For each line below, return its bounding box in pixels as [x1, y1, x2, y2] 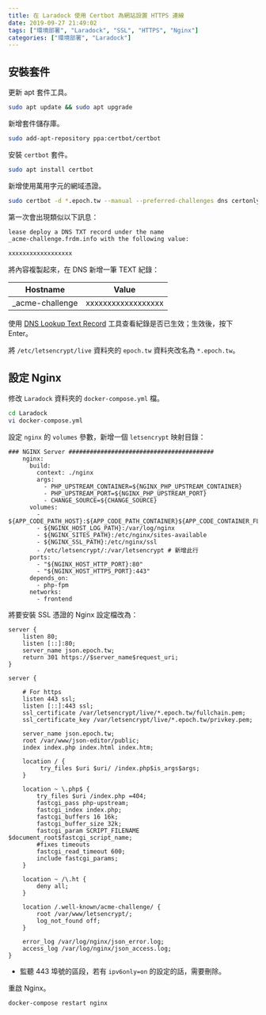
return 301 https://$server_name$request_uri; [22, 653, 179, 662]
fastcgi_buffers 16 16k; [36, 813, 119, 821]
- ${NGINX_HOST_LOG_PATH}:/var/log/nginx [36, 524, 176, 532]
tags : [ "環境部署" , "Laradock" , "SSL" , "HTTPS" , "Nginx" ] [8, 26, 199, 34]
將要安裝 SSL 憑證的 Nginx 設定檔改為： [8, 609, 139, 619]
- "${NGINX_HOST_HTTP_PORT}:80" [36, 560, 144, 568]
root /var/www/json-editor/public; [22, 736, 140, 745]
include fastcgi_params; [36, 854, 119, 862]
